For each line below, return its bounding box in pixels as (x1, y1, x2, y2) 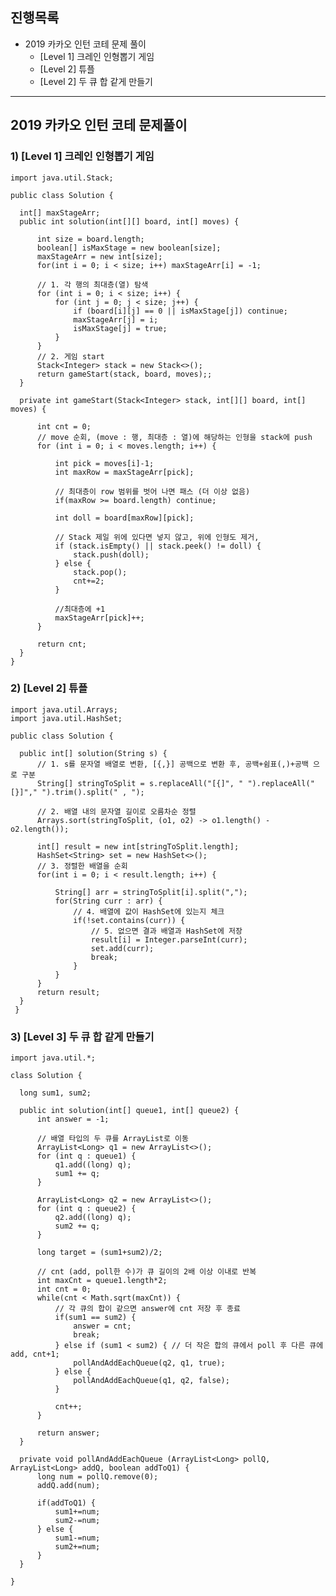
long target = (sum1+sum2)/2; (36, 1248, 163, 1258)
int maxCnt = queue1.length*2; (36, 1276, 168, 1286)
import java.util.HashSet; (10, 713, 123, 723)
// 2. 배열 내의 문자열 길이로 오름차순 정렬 (36, 806, 197, 817)
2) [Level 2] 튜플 (10, 681, 88, 695)
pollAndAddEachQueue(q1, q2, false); (73, 1376, 230, 1386)
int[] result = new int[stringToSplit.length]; (36, 841, 240, 852)
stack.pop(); (73, 567, 128, 577)
